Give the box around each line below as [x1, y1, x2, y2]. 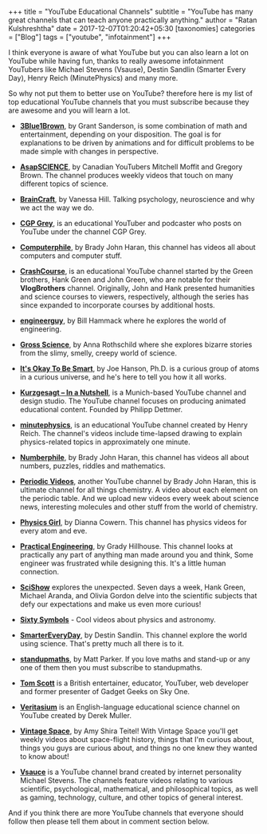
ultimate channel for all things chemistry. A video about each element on [19, 485, 258, 494]
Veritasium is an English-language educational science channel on [19, 702, 241, 712]
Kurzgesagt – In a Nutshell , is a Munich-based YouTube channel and [19, 387, 247, 397]
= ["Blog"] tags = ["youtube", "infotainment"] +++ [8, 32, 171, 42]
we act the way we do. [19, 203, 94, 212]
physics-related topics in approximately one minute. [19, 437, 190, 447]
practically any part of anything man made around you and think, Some [19, 550, 253, 559]
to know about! [19, 752, 69, 761]
